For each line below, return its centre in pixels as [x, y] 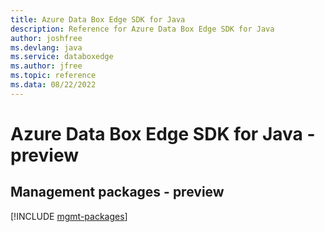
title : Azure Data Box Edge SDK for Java [98, 19]
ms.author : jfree [46, 66]
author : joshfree [46, 38]
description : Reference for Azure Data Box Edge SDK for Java [142, 29]
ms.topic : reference [53, 76]
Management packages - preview [117, 192]
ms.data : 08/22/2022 [53, 85]
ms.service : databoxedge [62, 57]
